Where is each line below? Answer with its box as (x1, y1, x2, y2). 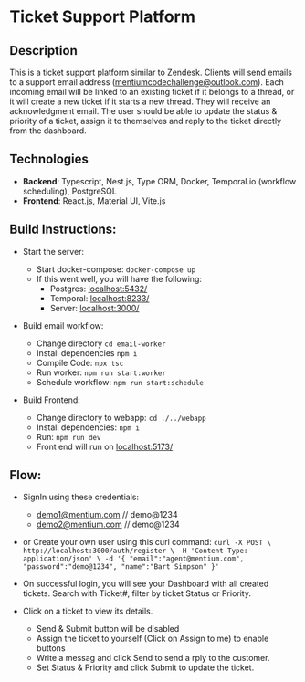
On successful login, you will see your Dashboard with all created (22, 578, 269, 590)
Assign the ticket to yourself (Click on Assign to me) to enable (36, 633, 269, 645)
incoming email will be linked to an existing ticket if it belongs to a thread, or (9, 87, 295, 97)
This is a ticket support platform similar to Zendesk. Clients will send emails (9, 67, 292, 78)
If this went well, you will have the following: (36, 273, 203, 284)
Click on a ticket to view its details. (22, 605, 153, 617)
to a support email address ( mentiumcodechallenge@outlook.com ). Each (9, 77, 285, 88)
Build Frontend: (22, 394, 80, 405)
